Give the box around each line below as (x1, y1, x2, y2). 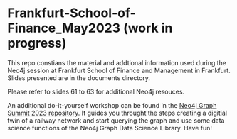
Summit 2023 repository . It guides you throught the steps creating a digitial (7, 109, 228, 117)
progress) (7, 35, 67, 51)
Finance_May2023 (7, 20, 121, 36)
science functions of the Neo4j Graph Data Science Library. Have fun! (7, 123, 212, 132)
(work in (123, 20, 173, 36)
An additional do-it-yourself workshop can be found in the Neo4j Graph (7, 101, 217, 109)
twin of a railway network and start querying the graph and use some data (7, 116, 225, 125)
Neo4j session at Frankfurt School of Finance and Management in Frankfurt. (7, 66, 231, 74)
